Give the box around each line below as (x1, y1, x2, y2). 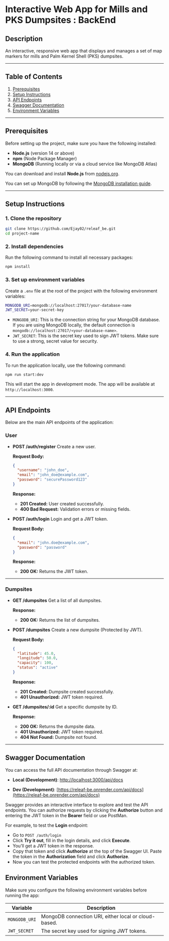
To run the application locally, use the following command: (5, 362, 126, 368)
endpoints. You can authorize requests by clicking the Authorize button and (5, 807, 162, 813)
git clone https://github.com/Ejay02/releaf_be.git (5, 226, 116, 231)
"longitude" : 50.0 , (17, 655, 58, 661)
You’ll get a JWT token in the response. (12, 842, 94, 849)
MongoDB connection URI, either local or (41, 913, 137, 920)
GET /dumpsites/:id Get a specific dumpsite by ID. (12, 703, 118, 710)
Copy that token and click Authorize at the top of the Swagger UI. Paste (12, 848, 162, 854)
